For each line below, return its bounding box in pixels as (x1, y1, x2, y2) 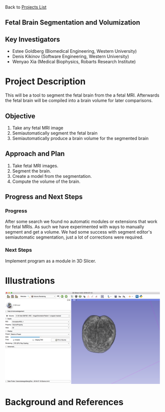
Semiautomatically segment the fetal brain (12, 130, 98, 136)
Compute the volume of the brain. (12, 178, 81, 184)
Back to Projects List (5, 4, 47, 10)
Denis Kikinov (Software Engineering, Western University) (12, 54, 129, 60)
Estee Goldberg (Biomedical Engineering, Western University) (12, 48, 137, 54)
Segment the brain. (12, 168, 52, 174)
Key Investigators (5, 35, 60, 43)
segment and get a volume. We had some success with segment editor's (5, 229, 152, 235)
